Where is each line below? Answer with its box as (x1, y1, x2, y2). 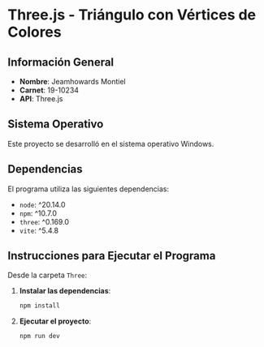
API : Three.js (19, 94, 63, 103)
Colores (7, 23, 62, 41)
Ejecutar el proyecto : (19, 316, 92, 326)
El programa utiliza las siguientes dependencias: (7, 184, 170, 194)
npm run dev (19, 332, 60, 341)
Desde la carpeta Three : (7, 270, 88, 281)
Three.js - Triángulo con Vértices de (7, 6, 257, 24)
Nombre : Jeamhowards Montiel (19, 77, 127, 86)
